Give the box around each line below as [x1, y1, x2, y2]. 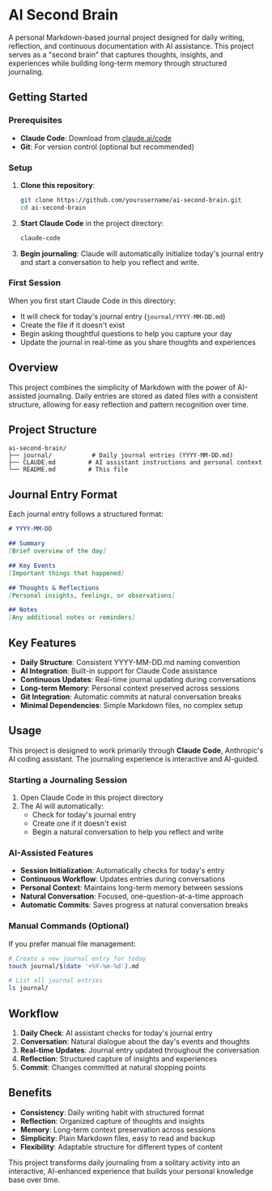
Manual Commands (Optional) [8, 920, 130, 932]
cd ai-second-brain [19, 203, 87, 211]
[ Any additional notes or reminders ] [8, 613, 136, 621]
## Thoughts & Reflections [8, 583, 100, 592]
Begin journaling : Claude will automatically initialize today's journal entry [19, 249, 264, 258]
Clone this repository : [19, 180, 96, 190]
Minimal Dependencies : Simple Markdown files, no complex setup [19, 700, 244, 710]
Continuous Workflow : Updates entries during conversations [19, 874, 226, 884]
